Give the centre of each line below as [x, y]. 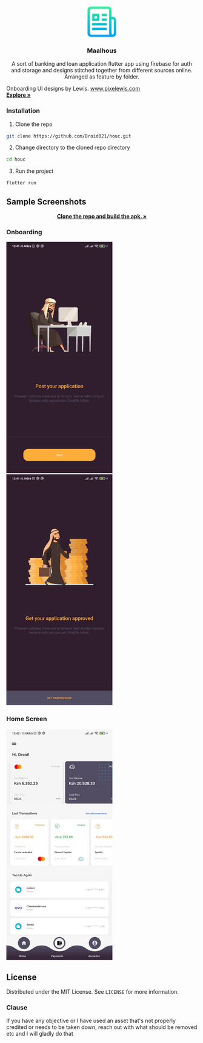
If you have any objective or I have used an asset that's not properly [91, 1021]
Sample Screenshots [46, 202]
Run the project [34, 171]
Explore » [19, 95]
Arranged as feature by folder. [102, 77]
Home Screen [27, 719]
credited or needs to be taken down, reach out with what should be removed [102, 1027]
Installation [23, 111]
